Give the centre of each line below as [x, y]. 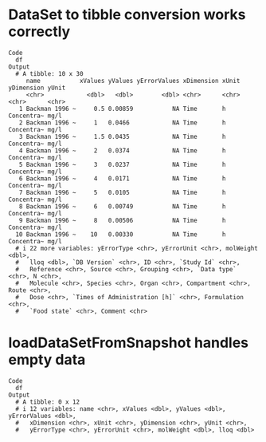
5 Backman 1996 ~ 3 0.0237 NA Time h [122, 164]
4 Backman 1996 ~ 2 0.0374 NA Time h [122, 150]
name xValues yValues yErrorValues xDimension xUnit [133, 81]
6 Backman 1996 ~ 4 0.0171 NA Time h [122, 178]
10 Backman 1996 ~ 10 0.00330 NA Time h [121, 234]
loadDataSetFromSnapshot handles [129, 343]
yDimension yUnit [37, 88]
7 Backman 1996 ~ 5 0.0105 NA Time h [122, 192]
